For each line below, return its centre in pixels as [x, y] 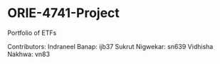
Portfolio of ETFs [32, 33]
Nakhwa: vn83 [29, 54]
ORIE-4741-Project [63, 13]
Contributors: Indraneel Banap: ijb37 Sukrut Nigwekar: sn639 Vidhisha [110, 46]
